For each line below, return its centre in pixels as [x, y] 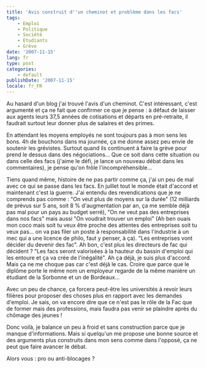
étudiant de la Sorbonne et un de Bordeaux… [63, 277]
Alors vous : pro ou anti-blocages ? [51, 358]
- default [30, 75]
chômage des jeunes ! [34, 315]
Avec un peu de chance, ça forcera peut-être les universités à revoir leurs [99, 289]
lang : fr [17, 58]
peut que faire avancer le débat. [47, 347]
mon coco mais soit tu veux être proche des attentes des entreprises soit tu [102, 225]
